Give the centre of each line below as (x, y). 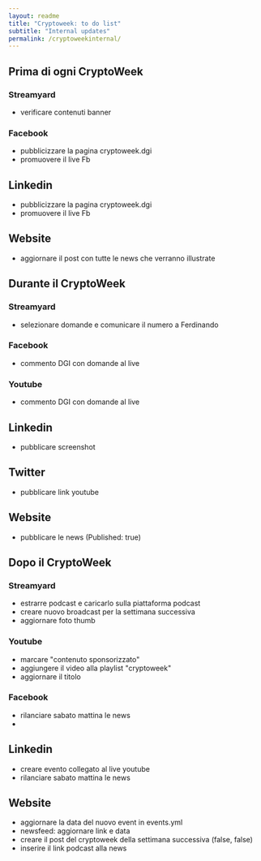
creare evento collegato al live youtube (85, 768)
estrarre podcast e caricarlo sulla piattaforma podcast (110, 603)
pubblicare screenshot (58, 446)
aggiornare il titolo (50, 676)
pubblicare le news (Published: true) (81, 537)
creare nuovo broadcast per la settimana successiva (108, 612)
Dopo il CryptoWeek (60, 562)
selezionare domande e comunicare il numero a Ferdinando (119, 325)
